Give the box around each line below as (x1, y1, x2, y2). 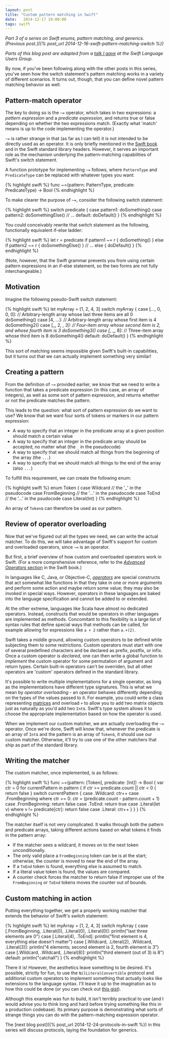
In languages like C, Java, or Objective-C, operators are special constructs (5, 574, 160, 580)
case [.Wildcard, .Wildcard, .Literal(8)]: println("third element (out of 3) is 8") (5, 949, 164, 956)
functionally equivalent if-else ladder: (5, 227, 83, 234)
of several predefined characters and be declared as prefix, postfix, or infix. (5, 647, 162, 653)
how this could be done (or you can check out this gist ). (5, 986, 121, 992)
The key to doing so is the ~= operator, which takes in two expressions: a (5, 109, 156, 116)
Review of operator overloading (5, 520, 107, 529)
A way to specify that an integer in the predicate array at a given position (12, 427, 164, 434)
